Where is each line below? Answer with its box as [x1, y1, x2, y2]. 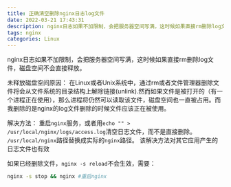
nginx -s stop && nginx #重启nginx [7, 173, 107, 180]
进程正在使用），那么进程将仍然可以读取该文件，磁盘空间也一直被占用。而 [12, 96, 221, 104]
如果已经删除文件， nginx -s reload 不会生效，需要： [7, 159, 156, 168]
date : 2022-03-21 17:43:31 [7, 16, 85, 23]
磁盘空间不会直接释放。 [19, 64, 86, 72]
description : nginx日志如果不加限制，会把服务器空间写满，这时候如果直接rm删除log [7, 23, 221, 30]
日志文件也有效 [7, 145, 49, 153]
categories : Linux [7, 36, 60, 43]
